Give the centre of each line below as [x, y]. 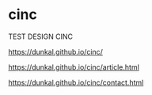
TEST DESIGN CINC [41, 36]
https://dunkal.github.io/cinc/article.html [74, 67]
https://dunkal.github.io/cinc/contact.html [76, 82]
